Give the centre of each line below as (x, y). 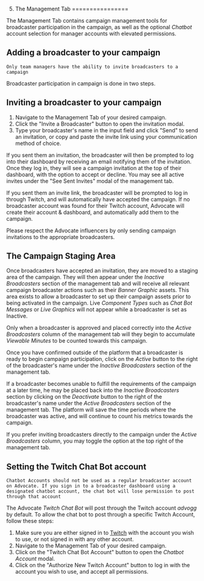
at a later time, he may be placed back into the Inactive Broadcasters (93, 390)
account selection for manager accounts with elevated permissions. (91, 34)
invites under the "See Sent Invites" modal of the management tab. (90, 181)
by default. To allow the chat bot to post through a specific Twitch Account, (101, 515)
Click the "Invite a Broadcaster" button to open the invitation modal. (100, 124)
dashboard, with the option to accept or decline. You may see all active (95, 174)
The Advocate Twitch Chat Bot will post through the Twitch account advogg (101, 508)
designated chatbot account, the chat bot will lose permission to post (100, 491)
